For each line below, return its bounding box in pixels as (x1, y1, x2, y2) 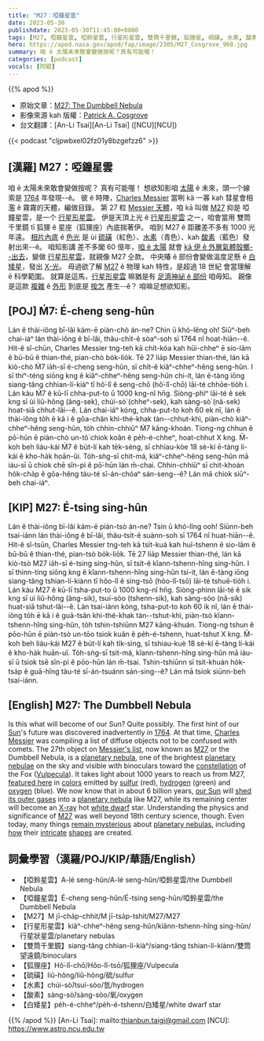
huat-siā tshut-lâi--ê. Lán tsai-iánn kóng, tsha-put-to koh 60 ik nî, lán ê (8, 602, 237, 612)
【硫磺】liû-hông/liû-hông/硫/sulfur (19, 970, 134, 980)
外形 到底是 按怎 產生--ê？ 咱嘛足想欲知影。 (52, 281, 195, 291)
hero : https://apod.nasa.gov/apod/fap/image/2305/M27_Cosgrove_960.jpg (8, 41, 247, 49)
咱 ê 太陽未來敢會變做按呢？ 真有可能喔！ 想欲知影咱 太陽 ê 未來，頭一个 (8, 182, 244, 193)
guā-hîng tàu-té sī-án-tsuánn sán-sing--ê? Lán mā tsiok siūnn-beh (30, 667, 246, 676)
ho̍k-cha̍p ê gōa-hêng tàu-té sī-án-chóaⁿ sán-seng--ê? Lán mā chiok (8, 469, 233, 479)
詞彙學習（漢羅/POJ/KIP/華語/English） (8, 852, 202, 866)
